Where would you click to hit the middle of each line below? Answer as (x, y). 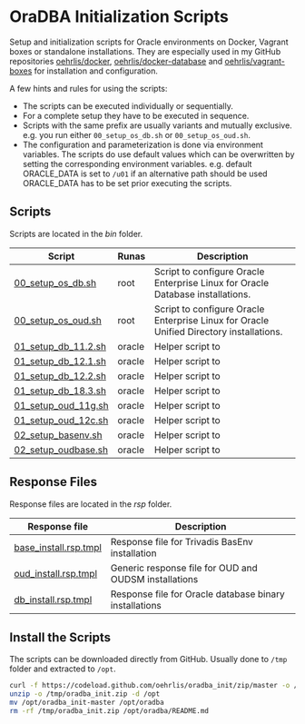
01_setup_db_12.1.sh (60, 361)
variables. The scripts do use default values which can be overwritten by (158, 154)
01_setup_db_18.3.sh (60, 391)
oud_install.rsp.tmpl (56, 573)
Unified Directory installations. (218, 332)
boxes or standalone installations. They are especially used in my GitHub (145, 51)
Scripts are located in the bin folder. (76, 233)
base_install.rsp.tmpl (58, 547)
